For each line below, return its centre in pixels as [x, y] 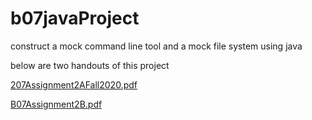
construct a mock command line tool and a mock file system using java [156, 46]
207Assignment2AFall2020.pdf [74, 84]
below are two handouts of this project [90, 65]
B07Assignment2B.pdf [56, 104]
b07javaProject [75, 18]
